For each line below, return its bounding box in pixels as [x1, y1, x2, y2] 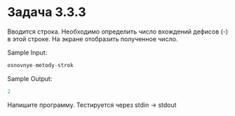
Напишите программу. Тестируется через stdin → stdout [7, 101, 177, 109]
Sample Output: [7, 74, 53, 82]
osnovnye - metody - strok [7, 61, 74, 68]
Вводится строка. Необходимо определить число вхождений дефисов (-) [7, 27, 229, 36]
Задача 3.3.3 [7, 4, 86, 20]
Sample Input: [7, 48, 48, 57]
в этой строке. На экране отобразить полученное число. [7, 34, 178, 43]
